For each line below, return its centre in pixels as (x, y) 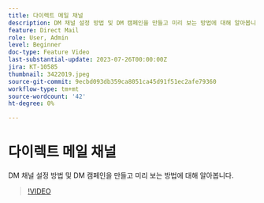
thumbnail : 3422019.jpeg (49, 74)
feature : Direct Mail (44, 30)
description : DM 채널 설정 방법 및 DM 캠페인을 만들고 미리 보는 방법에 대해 (120, 23)
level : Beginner (35, 45)
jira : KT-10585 (33, 67)
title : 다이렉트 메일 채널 (46, 15)
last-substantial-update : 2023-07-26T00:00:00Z (88, 60)
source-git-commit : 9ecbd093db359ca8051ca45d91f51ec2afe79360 (112, 81)
